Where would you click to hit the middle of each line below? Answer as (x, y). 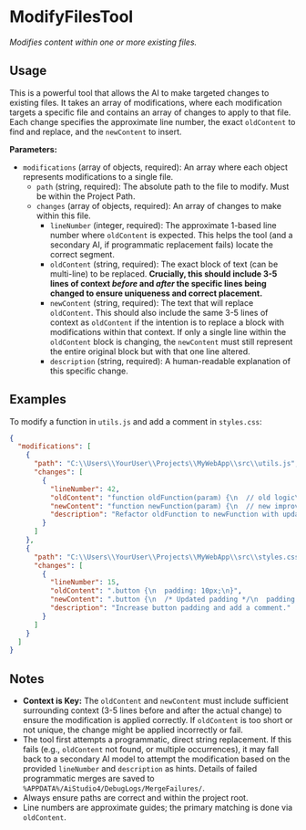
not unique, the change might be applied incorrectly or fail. (133, 730)
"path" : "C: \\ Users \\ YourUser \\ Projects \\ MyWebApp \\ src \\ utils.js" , (166, 464)
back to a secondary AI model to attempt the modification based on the (156, 759)
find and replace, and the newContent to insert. (96, 131)
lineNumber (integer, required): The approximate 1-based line (163, 225)
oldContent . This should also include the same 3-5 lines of (159, 312)
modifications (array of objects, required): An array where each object (155, 167)
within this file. (63, 215)
